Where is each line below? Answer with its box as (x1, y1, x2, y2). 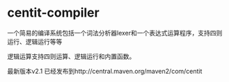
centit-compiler (7, 5, 100, 21)
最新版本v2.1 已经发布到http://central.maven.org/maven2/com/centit (7, 67, 203, 75)
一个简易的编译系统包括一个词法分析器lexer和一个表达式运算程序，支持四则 (7, 28, 223, 37)
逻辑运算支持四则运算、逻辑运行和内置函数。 (7, 52, 136, 60)
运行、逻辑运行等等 (7, 37, 63, 46)
